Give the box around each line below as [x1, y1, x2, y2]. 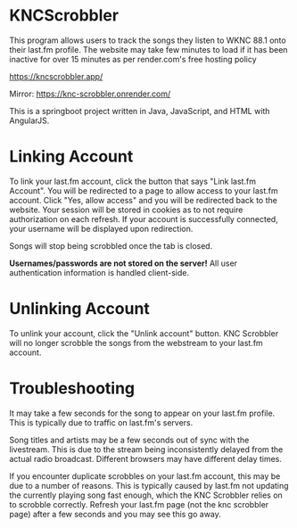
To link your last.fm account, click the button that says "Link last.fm [9, 176, 257, 186]
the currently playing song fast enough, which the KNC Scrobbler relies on [9, 490, 283, 500]
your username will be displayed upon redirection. [9, 223, 194, 234]
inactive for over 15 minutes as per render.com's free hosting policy [9, 54, 257, 64]
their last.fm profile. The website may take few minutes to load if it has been [9, 44, 288, 54]
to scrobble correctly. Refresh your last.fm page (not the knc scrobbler [9, 499, 269, 509]
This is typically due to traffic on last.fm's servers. [9, 417, 194, 428]
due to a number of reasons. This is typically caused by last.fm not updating [9, 480, 289, 491]
